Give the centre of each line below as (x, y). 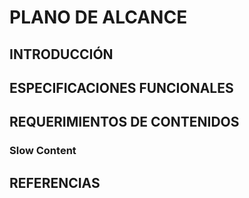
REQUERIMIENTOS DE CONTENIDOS (124, 122)
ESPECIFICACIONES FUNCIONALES (121, 87)
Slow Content (43, 151)
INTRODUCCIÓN (61, 54)
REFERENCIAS (55, 182)
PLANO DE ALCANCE (98, 17)
